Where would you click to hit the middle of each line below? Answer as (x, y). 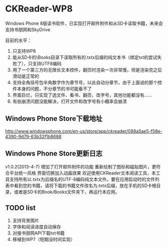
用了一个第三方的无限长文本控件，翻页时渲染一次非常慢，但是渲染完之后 (87, 70)
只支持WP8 (24, 51)
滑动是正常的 (26, 76)
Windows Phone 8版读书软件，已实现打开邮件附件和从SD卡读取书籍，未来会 (84, 23)
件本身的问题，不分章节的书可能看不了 (52, 89)
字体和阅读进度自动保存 (37, 227)
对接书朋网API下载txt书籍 (39, 233)
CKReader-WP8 (39, 9)
